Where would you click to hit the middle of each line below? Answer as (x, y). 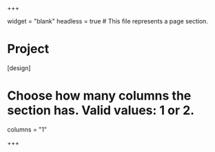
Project (28, 49)
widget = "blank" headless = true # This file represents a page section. (108, 21)
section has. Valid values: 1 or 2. (101, 110)
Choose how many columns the (99, 96)
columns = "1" (27, 129)
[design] (19, 68)
